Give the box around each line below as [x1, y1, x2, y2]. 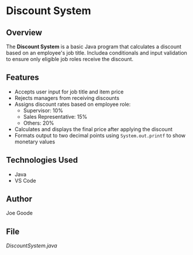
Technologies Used [6, 155, 78, 165]
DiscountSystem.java [6, 242, 57, 249]
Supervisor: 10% [23, 107, 63, 114]
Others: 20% [23, 119, 54, 126]
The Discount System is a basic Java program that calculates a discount [6, 43, 182, 50]
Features [6, 72, 39, 83]
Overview [6, 28, 43, 38]
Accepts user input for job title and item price [14, 88, 124, 95]
